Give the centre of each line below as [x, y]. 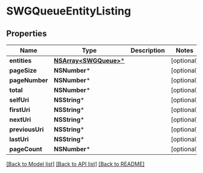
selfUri [19, 100]
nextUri [20, 119]
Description [148, 51]
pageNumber [29, 80]
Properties [27, 34]
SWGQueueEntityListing [69, 11]
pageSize [23, 70]
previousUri [27, 129]
